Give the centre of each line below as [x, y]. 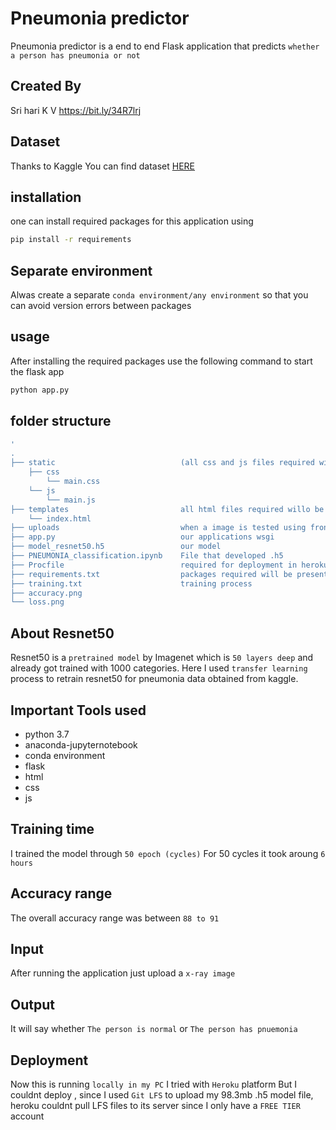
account [27, 1116]
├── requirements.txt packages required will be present [169, 574]
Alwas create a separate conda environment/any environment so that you [159, 295]
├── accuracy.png [46, 593]
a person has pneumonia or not [75, 55]
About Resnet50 [62, 633]
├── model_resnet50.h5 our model [116, 547]
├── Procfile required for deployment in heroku [169, 565]
